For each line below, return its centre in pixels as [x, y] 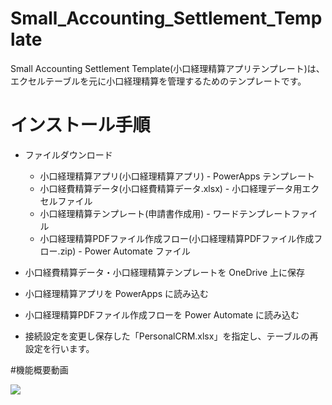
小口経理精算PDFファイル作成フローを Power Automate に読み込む [162, 314]
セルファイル [66, 201]
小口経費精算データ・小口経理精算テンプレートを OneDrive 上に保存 [165, 272]
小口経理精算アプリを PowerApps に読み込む [116, 293]
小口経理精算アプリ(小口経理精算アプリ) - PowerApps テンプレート [177, 176]
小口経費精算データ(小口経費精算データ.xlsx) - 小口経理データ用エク [179, 188]
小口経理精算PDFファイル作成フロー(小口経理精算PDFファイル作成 [177, 238]
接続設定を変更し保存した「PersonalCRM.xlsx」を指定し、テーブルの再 [171, 336]
